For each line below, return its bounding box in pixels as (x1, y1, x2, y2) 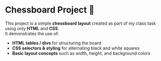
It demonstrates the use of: (5, 30, 59, 36)
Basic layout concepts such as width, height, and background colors (12, 50, 151, 56)
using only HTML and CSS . (5, 25, 59, 31)
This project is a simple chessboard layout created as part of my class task (5, 20, 156, 26)
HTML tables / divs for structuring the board (12, 40, 101, 46)
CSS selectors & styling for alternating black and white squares (12, 45, 140, 51)
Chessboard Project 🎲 (5, 4, 95, 15)
